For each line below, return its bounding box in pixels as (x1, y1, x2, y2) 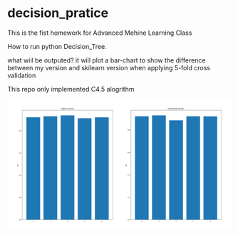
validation (7, 71, 36, 80)
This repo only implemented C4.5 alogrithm (7, 84, 135, 93)
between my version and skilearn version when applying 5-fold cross (7, 63, 210, 72)
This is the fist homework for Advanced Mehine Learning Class (7, 28, 192, 37)
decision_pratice (7, 5, 109, 21)
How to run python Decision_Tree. (7, 42, 107, 50)
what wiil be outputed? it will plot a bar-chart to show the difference (7, 55, 206, 65)
